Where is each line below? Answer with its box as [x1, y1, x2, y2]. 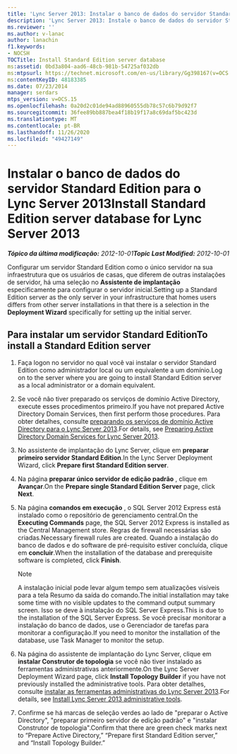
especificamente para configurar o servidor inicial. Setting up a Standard [7, 286, 217, 294]
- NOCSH [7, 50, 30, 57]
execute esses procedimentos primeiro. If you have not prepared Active [17, 402, 224, 410]
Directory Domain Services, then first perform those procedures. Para [17, 410, 221, 418]
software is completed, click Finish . [17, 556, 121, 564]
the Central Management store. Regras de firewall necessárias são [17, 526, 212, 534]
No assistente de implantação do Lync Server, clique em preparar [17, 446, 209, 454]
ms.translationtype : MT [7, 115, 78, 122]
